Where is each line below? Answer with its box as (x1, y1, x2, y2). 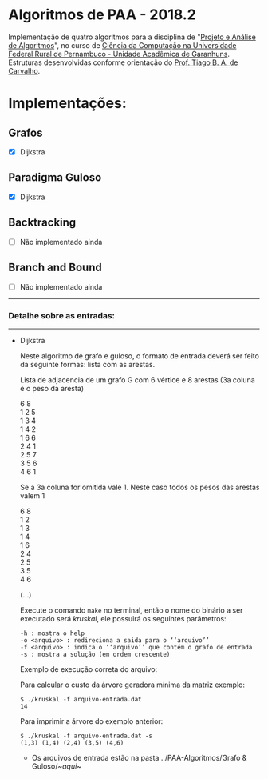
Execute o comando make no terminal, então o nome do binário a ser (19, 605, 243, 615)
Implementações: (8, 94, 128, 113)
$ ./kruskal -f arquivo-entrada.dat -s (19, 732, 153, 740)
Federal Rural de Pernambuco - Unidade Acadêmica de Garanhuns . (8, 49, 230, 58)
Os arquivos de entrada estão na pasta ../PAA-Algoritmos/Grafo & (31, 753, 247, 762)
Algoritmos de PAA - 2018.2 (8, 6, 197, 24)
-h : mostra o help (19, 629, 85, 637)
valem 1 (19, 490, 45, 501)
